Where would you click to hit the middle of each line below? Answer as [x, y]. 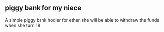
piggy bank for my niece [43, 8]
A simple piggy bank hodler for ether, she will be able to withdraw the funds [82, 20]
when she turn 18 [23, 25]
